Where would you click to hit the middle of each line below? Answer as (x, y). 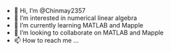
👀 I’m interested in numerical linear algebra (75, 18)
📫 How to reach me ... (46, 40)
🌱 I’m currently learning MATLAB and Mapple (79, 25)
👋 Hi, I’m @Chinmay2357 (50, 11)
